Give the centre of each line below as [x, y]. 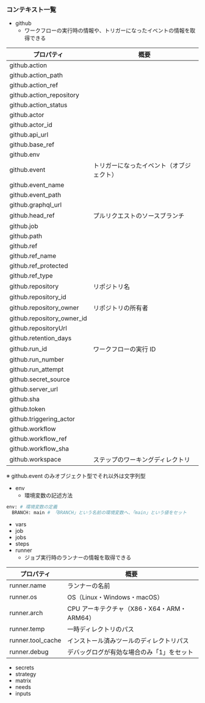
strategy [26, 674]
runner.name [28, 585]
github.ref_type [31, 276]
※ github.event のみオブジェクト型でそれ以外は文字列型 [76, 476]
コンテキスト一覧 [31, 9]
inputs [23, 694]
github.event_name [37, 185]
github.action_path [36, 76]
